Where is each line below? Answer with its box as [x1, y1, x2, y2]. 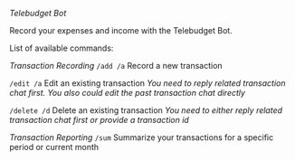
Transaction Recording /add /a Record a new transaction [9, 61, 224, 71]
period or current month [9, 142, 100, 152]
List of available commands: [9, 43, 114, 53]
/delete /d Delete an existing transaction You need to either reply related [9, 105, 283, 116]
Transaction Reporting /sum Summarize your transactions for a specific [9, 132, 274, 143]
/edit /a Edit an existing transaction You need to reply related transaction [9, 78, 287, 89]
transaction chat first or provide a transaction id [9, 115, 190, 125]
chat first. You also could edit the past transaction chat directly [9, 88, 246, 98]
